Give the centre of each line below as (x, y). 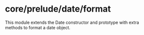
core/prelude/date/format (58, 9)
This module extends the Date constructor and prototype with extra (72, 22)
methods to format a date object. (38, 27)
